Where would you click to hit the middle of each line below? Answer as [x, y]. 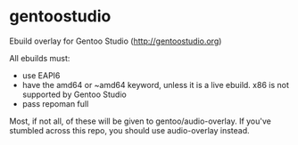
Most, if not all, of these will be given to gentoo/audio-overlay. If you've [141, 121]
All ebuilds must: [40, 58]
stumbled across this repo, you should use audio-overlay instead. [129, 130]
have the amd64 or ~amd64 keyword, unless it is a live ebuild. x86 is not [156, 85]
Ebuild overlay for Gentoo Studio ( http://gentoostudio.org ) [116, 41]
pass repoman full [55, 103]
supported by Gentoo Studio [74, 94]
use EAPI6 [41, 75]
